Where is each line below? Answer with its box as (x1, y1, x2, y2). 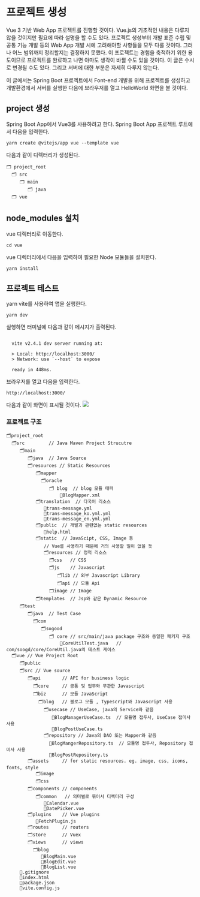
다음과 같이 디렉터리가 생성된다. (6, 151, 80, 158)
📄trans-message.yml (44, 505, 93, 511)
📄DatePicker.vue (44, 805, 84, 811)
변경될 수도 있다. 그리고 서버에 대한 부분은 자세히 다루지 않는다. (12, 64, 160, 71)
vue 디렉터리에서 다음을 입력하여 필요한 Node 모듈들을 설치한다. (6, 253, 157, 261)
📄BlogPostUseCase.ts (51, 726, 103, 732)
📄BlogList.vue (41, 864, 77, 870)
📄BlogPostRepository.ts (49, 752, 109, 758)
